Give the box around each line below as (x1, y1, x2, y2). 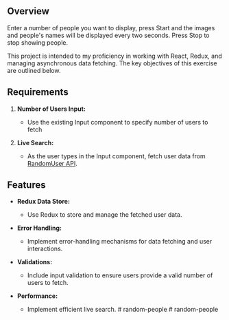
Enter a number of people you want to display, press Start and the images (7, 23, 215, 32)
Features (7, 179, 46, 191)
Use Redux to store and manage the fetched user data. (27, 211, 182, 219)
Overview (7, 6, 50, 17)
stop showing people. (7, 38, 69, 47)
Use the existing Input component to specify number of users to (27, 118, 208, 126)
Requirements (7, 86, 69, 98)
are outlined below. (7, 66, 61, 74)
